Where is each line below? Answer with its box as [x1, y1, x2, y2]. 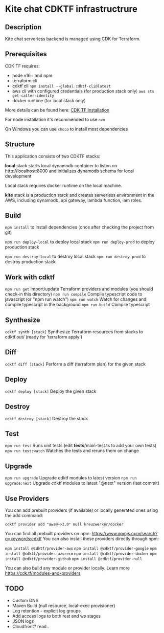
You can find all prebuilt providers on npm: [5, 530, 91, 536]
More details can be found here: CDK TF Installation [5, 107, 110, 113]
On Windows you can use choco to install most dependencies [5, 126, 128, 132]
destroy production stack [5, 259, 56, 265]
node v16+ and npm [12, 72, 53, 78]
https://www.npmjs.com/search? [92, 530, 158, 536]
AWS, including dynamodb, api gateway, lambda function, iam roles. [5, 197, 142, 203]
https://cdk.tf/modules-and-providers [5, 570, 81, 576]
